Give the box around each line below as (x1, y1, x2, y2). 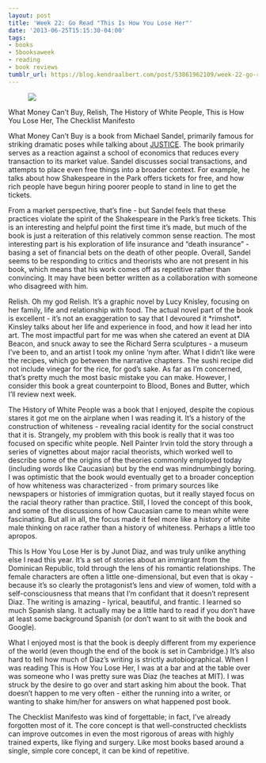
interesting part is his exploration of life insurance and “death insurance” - (8, 239, 249, 248)
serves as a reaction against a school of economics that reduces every (8, 148, 239, 157)
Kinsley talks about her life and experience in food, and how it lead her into (8, 322, 253, 332)
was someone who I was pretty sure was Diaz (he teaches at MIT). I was (8, 671, 245, 681)
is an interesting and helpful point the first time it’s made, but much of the (8, 222, 247, 232)
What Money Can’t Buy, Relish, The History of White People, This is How (8, 107, 245, 117)
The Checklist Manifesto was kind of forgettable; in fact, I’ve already (8, 711, 231, 722)
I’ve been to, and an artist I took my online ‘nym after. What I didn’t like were (8, 347, 256, 357)
